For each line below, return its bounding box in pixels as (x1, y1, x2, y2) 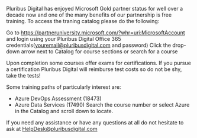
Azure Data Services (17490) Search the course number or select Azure (14, 101, 190, 108)
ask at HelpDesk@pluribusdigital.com (6, 126, 98, 132)
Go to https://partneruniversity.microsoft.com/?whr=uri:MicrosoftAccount (6, 29, 185, 36)
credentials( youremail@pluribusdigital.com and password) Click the (6, 41, 172, 49)
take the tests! (6, 72, 41, 79)
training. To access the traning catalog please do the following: (6, 18, 160, 24)
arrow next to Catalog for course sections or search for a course (21, 48, 178, 55)
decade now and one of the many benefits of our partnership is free (6, 11, 172, 18)
